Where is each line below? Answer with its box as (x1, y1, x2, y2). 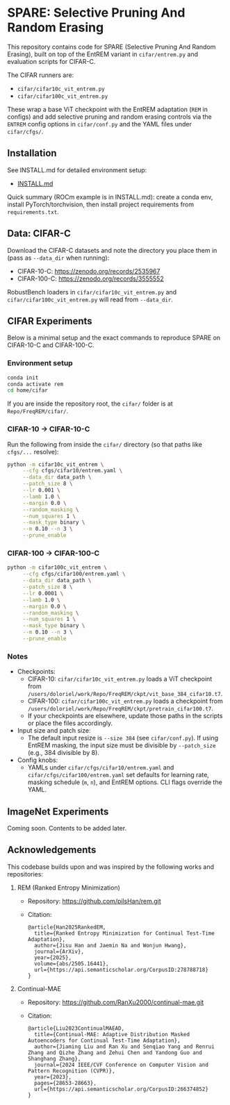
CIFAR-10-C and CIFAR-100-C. (7, 341, 95, 349)
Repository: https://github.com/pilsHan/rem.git (27, 897, 161, 905)
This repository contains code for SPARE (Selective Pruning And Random (7, 42, 216, 51)
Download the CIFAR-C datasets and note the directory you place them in (7, 246, 217, 254)
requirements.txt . (7, 207, 59, 216)
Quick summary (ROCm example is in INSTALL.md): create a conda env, (7, 192, 213, 201)
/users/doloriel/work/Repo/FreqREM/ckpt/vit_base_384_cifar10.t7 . (27, 690, 223, 698)
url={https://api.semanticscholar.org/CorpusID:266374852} (33, 1086, 208, 1092)
